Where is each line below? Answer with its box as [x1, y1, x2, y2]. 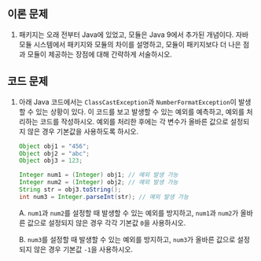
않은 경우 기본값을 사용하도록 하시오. [27, 127, 139, 136]
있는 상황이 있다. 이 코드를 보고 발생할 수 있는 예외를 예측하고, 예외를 [35, 107, 245, 116]
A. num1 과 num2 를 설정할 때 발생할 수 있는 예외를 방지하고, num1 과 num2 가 [18, 208, 239, 218]
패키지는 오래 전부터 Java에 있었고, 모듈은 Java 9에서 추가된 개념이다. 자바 [18, 30, 249, 39]
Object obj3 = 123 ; [18, 156, 83, 165]
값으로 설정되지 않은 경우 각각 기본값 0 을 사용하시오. [27, 218, 186, 227]
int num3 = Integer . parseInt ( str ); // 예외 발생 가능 [18, 193, 189, 200]
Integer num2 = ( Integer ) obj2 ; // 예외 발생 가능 [18, 178, 178, 186]
